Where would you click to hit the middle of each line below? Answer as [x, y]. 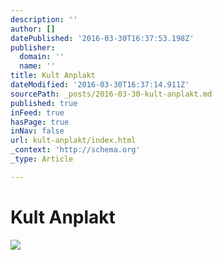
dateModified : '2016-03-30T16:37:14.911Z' [100, 85]
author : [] [33, 29]
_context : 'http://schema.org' [75, 150]
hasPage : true [40, 122]
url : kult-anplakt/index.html [73, 141]
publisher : [33, 47]
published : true [44, 103]
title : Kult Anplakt [53, 76]
